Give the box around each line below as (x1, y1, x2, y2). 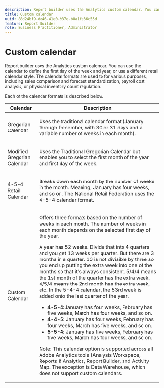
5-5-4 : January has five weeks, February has (47, 328, 153, 335)
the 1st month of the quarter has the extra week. (39, 274, 150, 281)
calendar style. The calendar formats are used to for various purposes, (5, 73, 147, 79)
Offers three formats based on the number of (39, 214, 143, 221)
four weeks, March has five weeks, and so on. (47, 322, 152, 329)
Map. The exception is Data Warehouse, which (39, 364, 145, 371)
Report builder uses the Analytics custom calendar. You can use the (5, 63, 142, 69)
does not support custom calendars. (39, 370, 123, 377)
